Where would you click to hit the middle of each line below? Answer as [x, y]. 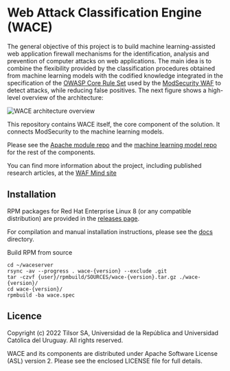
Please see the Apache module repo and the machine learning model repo [112, 145]
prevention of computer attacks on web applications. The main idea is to [109, 61]
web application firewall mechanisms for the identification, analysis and [108, 54]
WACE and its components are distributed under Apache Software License [113, 353]
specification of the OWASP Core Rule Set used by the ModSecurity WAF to [114, 83]
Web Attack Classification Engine [105, 13]
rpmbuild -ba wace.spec [41, 295]
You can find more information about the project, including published [104, 165]
